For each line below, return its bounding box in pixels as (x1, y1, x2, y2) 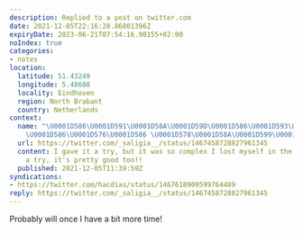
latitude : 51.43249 (17, 72, 91, 81)
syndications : (9, 172, 63, 181)
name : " (17, 122, 47, 131)
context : (9, 113, 42, 122)
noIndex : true (9, 38, 63, 48)
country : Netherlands (17, 105, 99, 114)
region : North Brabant (17, 96, 103, 106)
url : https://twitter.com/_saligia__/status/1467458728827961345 (17, 139, 269, 148)
